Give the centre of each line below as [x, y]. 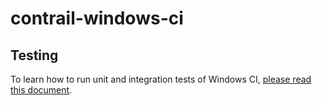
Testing [34, 55]
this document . [41, 90]
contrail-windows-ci [97, 18]
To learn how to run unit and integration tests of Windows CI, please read [161, 79]
